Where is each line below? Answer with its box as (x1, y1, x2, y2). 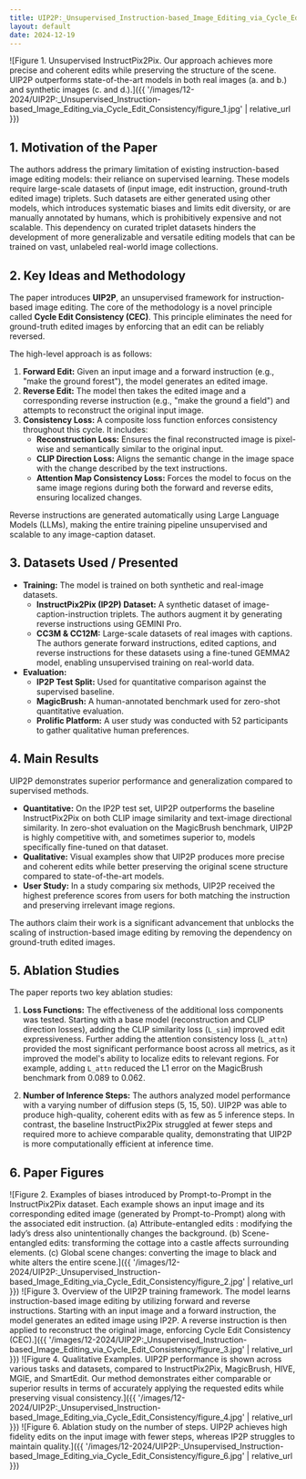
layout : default (9, 22, 71, 31)
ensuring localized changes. (36, 492, 143, 502)
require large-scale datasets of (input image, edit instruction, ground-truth (9, 183, 289, 194)
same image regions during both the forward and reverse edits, (36, 482, 274, 493)
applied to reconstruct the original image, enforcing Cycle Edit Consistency (9, 1325, 291, 1336)
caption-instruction (36, 608, 109, 620)
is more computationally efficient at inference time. (22, 1138, 214, 1149)
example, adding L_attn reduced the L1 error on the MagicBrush (22, 1063, 263, 1073)
